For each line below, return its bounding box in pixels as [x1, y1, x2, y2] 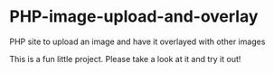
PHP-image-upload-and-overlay [9, 6, 259, 27]
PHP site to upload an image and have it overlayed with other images [9, 36, 266, 47]
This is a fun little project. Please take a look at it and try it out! [9, 53, 241, 64]
